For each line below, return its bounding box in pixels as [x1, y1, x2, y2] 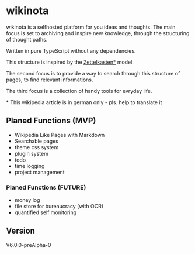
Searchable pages [14, 138, 58, 145]
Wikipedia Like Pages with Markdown [14, 131, 105, 138]
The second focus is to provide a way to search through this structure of [6, 70, 180, 77]
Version [6, 226, 35, 236]
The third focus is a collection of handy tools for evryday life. [6, 87, 152, 94]
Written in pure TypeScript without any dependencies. [6, 47, 136, 54]
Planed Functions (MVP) [6, 116, 96, 126]
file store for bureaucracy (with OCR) [14, 203, 104, 210]
